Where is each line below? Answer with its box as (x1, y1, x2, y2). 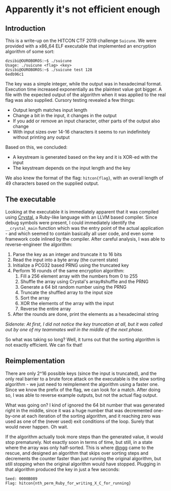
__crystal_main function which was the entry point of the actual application (5, 225, 164, 231)
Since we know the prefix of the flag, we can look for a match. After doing (5, 387, 161, 393)
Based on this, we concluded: (5, 144, 68, 150)
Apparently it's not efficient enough (5, 4, 160, 15)
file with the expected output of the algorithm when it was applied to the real (5, 92, 166, 98)
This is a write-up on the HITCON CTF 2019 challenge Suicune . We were (5, 37, 157, 44)
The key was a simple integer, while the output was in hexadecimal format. (5, 81, 162, 87)
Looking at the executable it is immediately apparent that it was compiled (5, 208, 159, 215)
